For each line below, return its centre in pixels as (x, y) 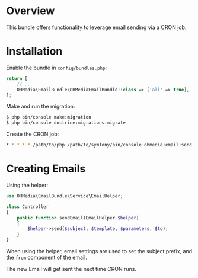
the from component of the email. (47, 257)
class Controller (28, 207)
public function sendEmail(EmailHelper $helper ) (78, 218)
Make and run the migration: (41, 106)
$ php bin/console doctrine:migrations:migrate (66, 123)
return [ (17, 78)
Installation (34, 51)
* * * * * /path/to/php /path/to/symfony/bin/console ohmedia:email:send (99, 145)
